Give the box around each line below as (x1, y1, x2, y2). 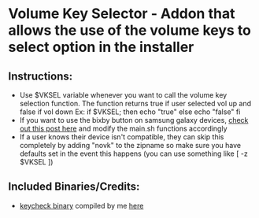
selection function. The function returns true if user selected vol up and (19, 99, 252, 108)
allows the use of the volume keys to (8, 21, 252, 39)
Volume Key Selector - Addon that (8, 5, 235, 23)
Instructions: (8, 69, 73, 83)
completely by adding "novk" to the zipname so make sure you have (19, 141, 242, 150)
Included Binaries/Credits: (8, 180, 140, 194)
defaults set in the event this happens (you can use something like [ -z (19, 149, 248, 158)
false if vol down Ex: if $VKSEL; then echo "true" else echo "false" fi (19, 107, 241, 116)
